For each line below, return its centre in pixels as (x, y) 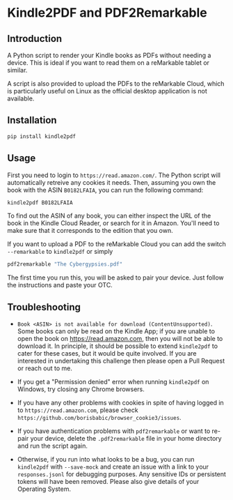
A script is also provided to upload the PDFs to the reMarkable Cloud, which (116, 84)
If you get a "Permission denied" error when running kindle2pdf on (113, 382)
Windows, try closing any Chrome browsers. (81, 389)
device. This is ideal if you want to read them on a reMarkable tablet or (109, 63)
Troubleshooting (44, 307)
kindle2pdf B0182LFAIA (40, 203)
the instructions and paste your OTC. (60, 285)
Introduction (35, 39)
